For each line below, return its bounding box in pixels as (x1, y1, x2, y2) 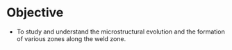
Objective (6, 5, 64, 21)
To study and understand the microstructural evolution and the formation (16, 27, 225, 36)
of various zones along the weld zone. (16, 34, 126, 42)
